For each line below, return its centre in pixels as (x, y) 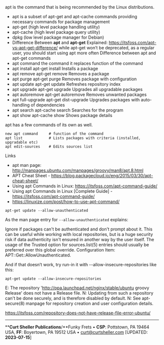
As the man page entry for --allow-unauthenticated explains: (67, 219)
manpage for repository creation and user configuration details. (90, 303)
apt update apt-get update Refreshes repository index (66, 84)
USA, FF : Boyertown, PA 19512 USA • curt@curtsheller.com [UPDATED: (76, 332)
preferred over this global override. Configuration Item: (60, 250)
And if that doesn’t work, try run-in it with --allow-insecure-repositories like (81, 264)
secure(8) (15, 303)
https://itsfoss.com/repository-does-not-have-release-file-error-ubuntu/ (78, 313)
